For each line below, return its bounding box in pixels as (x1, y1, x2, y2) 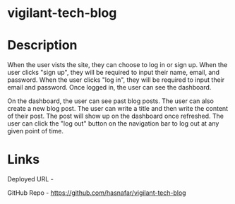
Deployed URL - (7, 175, 54, 184)
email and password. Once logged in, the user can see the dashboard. (7, 83, 212, 92)
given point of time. (7, 127, 64, 136)
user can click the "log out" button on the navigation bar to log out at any (7, 119, 219, 128)
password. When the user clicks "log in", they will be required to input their (7, 76, 225, 84)
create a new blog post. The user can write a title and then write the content (7, 104, 228, 113)
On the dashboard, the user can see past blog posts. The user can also (7, 97, 214, 105)
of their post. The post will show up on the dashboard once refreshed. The (7, 112, 224, 121)
